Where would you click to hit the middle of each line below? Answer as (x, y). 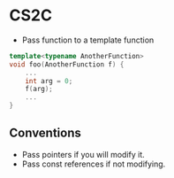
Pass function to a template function (88, 40)
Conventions (45, 133)
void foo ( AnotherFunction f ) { (67, 64)
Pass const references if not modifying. (94, 164)
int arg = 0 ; (49, 81)
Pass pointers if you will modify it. (83, 154)
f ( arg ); (39, 89)
